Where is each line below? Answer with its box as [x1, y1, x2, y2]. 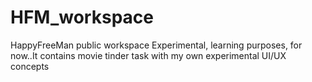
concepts [10, 60, 50, 72]
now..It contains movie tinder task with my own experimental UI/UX [10, 49, 287, 61]
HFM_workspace [10, 6, 154, 29]
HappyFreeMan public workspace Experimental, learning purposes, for [10, 39, 303, 51]
